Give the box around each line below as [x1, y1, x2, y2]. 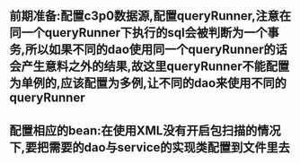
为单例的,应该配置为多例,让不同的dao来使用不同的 [9, 75, 287, 91]
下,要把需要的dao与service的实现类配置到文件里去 [9, 140, 290, 155]
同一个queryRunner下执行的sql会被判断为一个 [9, 25, 268, 40]
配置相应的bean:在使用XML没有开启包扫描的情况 [9, 123, 281, 138]
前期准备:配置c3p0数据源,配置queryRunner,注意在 [9, 8, 292, 24]
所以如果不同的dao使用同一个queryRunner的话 [25, 42, 287, 57]
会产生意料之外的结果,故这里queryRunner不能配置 [9, 59, 290, 74]
